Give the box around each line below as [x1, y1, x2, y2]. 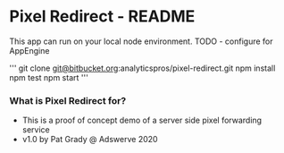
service [21, 124, 51, 135]
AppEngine [9, 45, 50, 55]
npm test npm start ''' [9, 72, 89, 82]
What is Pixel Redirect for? [9, 94, 127, 106]
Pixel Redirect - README [9, 6, 196, 27]
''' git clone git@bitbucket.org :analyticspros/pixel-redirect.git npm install [9, 63, 276, 73]
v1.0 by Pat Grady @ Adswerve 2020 [21, 134, 158, 145]
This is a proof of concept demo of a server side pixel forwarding [21, 115, 262, 126]
